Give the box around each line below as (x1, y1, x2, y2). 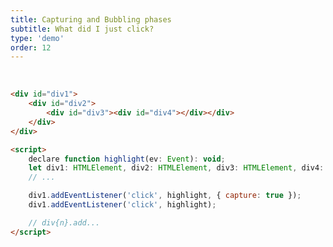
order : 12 (10, 42, 52, 53)
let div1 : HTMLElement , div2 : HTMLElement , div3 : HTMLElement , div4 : (28, 163, 325, 173)
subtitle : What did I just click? (10, 24, 155, 34)
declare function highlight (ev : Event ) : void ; (28, 154, 226, 164)
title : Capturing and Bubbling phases (10, 14, 172, 25)
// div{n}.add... (28, 217, 101, 228)
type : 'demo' (10, 33, 65, 43)
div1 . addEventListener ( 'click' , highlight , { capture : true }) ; (28, 191, 302, 201)
